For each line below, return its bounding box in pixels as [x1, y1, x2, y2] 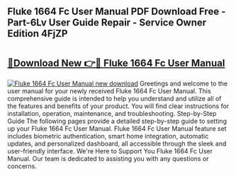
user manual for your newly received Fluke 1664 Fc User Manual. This [7, 87, 211, 95]
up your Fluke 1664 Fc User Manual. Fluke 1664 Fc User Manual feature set [7, 124, 227, 133]
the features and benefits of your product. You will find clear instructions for [7, 102, 230, 110]
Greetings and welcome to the [139, 79, 228, 88]
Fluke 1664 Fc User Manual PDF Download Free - [7, 6, 226, 18]
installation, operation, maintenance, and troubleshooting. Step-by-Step [7, 110, 217, 117]
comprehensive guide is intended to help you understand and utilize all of [7, 95, 222, 102]
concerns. [7, 162, 38, 170]
